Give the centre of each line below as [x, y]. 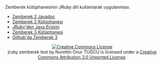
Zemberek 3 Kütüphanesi [38, 32]
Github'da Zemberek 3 [35, 37]
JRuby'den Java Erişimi [36, 27]
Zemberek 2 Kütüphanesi [38, 22]
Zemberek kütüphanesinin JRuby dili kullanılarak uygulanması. [68, 7]
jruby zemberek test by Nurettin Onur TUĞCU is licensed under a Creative [82, 52]
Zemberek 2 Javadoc [34, 16]
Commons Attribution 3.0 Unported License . [82, 57]
